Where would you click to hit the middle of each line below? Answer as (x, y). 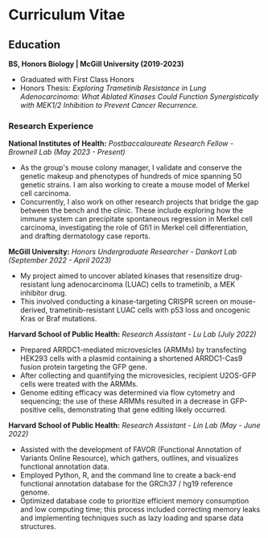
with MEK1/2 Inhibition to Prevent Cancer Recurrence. (109, 105)
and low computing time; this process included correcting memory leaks (140, 510)
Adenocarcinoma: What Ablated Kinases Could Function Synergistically (139, 97)
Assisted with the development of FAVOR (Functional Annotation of (131, 449)
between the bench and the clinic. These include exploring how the (132, 210)
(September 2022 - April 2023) (60, 260)
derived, (34, 310)
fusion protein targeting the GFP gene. (83, 367)
